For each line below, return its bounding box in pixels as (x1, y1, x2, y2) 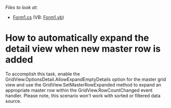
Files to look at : (5, 5, 38, 10)
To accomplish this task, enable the (5, 71, 81, 77)
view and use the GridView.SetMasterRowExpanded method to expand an (5, 81, 162, 88)
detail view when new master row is (5, 43, 161, 55)
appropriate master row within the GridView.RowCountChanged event (5, 87, 153, 93)
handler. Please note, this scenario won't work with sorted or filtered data (5, 92, 161, 99)
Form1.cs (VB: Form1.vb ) (12, 14, 64, 20)
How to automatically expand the (5, 32, 149, 44)
